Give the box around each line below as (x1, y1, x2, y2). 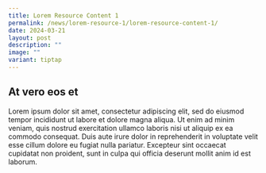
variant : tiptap (8, 56, 62, 64)
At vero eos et (8, 85, 79, 99)
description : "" (8, 41, 62, 49)
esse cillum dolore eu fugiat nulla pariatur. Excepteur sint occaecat (8, 140, 226, 149)
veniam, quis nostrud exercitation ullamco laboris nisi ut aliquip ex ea (8, 123, 233, 133)
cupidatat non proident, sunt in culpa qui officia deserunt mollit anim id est (8, 148, 252, 158)
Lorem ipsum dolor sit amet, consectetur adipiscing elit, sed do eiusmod (8, 106, 245, 116)
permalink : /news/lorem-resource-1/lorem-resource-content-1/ (8, 19, 218, 27)
